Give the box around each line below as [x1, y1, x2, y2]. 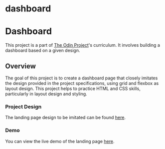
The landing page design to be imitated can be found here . [5, 115, 126, 121]
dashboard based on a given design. [5, 48, 80, 54]
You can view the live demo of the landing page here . [5, 138, 115, 144]
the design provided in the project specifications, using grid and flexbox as [5, 80, 159, 86]
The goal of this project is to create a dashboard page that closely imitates [5, 75, 158, 81]
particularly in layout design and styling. [5, 90, 87, 97]
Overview [5, 62, 36, 70]
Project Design [5, 103, 42, 110]
